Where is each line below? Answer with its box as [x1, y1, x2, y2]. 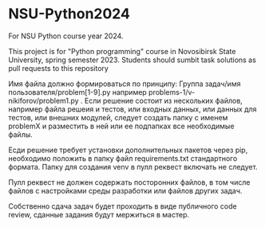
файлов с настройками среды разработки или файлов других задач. [8, 186, 243, 195]
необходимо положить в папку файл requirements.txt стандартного [8, 153, 238, 163]
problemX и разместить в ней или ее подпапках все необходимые [8, 121, 235, 131]
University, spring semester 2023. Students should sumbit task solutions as [8, 55, 257, 65]
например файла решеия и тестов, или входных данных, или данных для [8, 104, 257, 114]
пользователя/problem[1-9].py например [8, 87, 148, 96]
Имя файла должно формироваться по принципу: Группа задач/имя [8, 79, 241, 88]
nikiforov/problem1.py [8, 96, 79, 105]
